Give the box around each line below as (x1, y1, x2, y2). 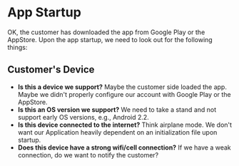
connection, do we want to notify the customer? (17, 150, 159, 159)
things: (7, 43, 28, 51)
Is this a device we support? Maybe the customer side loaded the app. (17, 83, 227, 91)
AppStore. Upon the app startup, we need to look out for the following (7, 35, 213, 43)
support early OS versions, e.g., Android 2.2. (17, 113, 150, 121)
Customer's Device (7, 63, 95, 76)
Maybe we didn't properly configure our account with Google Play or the (17, 90, 231, 98)
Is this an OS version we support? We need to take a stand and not (17, 105, 217, 114)
